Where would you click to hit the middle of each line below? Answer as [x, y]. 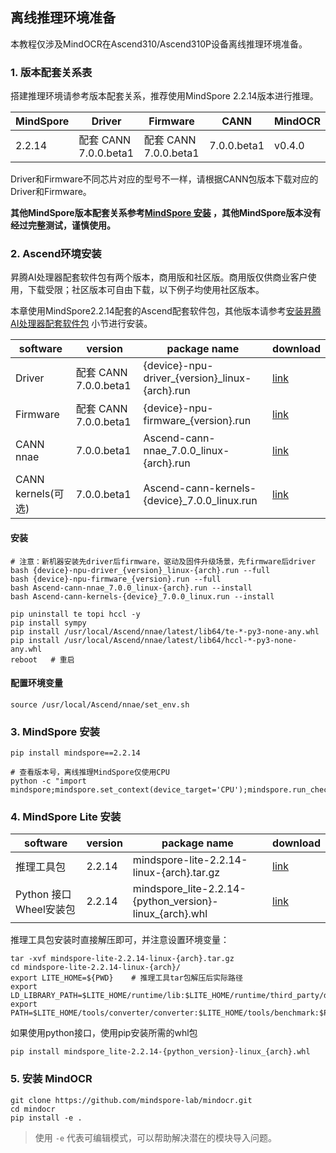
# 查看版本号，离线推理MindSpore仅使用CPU [90, 773]
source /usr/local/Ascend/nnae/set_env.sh [100, 704]
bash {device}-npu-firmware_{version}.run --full [116, 579]
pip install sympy [48, 623]
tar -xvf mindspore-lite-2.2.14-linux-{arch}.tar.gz [122, 959]
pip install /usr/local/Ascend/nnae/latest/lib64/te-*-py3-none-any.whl [165, 631]
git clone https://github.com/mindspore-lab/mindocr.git [131, 1100]
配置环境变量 [36, 683]
